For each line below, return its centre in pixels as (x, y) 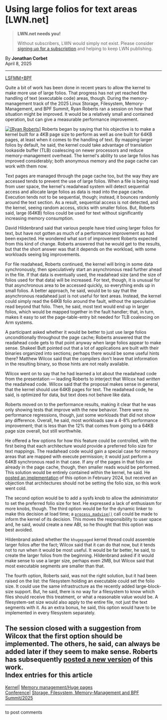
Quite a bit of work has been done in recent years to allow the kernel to (78, 87)
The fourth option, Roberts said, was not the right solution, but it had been (81, 575)
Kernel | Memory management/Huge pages (49, 687)
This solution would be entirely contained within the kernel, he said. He (78, 472)
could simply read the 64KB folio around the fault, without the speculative (81, 301)
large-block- (149, 586)
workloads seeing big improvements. (43, 254)
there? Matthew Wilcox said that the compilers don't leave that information (82, 358)
